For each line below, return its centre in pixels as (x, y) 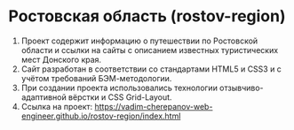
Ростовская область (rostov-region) (147, 16)
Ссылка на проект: (57, 106)
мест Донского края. (61, 59)
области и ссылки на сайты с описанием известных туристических (150, 50)
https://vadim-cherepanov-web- (154, 106)
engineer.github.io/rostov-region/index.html (101, 116)
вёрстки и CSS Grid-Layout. (120, 97)
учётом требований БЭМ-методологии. (96, 78)
